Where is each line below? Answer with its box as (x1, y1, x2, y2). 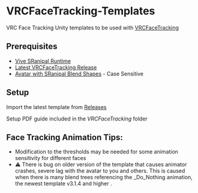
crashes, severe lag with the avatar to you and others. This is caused (14, 167, 185, 174)
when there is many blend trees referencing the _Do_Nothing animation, (14, 174, 193, 181)
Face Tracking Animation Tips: (6, 132, 123, 142)
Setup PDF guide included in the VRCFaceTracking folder (6, 115, 148, 122)
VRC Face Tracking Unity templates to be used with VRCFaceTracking (6, 24, 179, 31)
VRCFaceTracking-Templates (6, 4, 155, 18)
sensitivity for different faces (14, 155, 86, 162)
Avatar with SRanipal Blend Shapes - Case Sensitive (14, 70, 144, 77)
